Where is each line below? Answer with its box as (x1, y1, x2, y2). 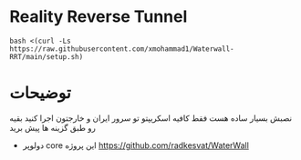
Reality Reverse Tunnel (9, 6, 188, 27)
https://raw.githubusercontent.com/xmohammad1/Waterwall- (9, 44, 234, 54)
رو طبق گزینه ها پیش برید (9, 122, 96, 133)
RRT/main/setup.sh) (9, 52, 84, 61)
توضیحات (9, 83, 71, 104)
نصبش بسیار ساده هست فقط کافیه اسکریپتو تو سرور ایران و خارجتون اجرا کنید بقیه (9, 112, 293, 124)
